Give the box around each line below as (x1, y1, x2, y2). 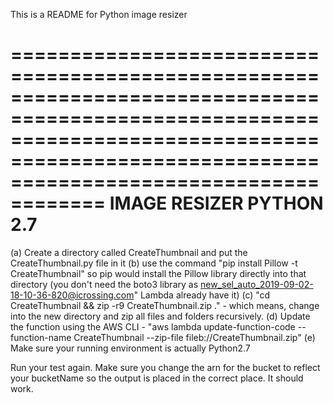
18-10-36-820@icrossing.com (10, 289, 135, 301)
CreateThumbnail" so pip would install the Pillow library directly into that (10, 267, 307, 279)
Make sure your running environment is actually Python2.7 (10, 342, 251, 354)
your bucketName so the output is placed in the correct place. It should (10, 372, 304, 384)
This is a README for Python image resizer (10, 9, 188, 20)
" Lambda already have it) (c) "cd (133, 289, 271, 301)
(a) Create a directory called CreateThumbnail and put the (10, 246, 248, 258)
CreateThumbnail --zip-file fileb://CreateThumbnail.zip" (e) (73, 331, 316, 343)
